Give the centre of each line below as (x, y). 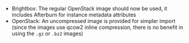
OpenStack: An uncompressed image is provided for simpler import (93, 21)
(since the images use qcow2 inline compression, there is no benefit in (97, 27)
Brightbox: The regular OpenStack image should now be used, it (89, 9)
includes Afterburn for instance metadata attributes (74, 15)
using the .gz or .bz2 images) (47, 34)
